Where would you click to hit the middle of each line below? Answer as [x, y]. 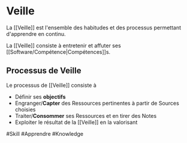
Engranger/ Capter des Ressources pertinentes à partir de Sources [97, 103]
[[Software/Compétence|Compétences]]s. [58, 51]
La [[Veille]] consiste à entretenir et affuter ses [64, 45]
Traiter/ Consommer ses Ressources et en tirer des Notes [86, 115]
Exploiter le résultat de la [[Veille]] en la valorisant [76, 122]
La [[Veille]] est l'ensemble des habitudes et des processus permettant [94, 28]
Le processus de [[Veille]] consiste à [52, 85]
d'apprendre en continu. [36, 34]
